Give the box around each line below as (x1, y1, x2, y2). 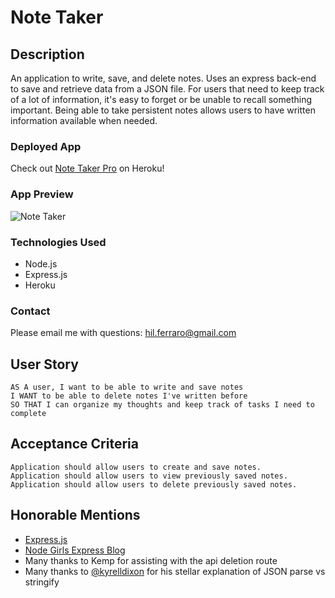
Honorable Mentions (10, 507, 141, 524)
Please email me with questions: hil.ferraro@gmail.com (10, 327, 237, 339)
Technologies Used (10, 235, 107, 249)
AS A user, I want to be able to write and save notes (10, 382, 244, 392)
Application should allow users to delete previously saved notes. (10, 479, 298, 490)
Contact (10, 304, 51, 318)
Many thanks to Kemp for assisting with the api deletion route (24, 554, 278, 566)
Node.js (24, 257, 58, 270)
